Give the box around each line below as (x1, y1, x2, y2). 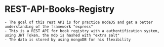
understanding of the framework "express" (4, 24, 93, 29)
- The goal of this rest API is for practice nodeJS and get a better (4, 20, 153, 25)
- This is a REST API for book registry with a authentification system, (4, 28, 160, 33)
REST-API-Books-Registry (4, 3, 115, 15)
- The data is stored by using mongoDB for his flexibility (4, 37, 131, 42)
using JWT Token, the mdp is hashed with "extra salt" (4, 33, 120, 38)
